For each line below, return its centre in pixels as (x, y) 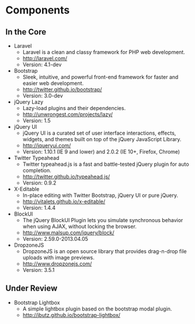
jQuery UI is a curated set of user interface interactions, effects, (99, 133)
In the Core (26, 32)
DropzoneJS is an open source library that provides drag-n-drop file (105, 251)
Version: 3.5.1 (39, 270)
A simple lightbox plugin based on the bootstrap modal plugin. (97, 309)
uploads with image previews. (58, 258)
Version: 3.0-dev (43, 96)
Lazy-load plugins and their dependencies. (74, 108)
